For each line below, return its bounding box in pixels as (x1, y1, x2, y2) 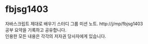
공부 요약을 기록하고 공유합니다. (5, 26, 67, 33)
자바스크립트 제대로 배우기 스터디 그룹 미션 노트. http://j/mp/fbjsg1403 (5, 20, 143, 26)
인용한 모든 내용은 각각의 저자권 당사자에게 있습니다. (5, 33, 106, 39)
